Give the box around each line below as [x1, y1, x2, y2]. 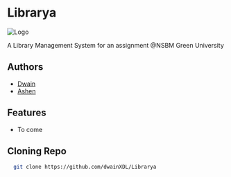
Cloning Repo [7, 145, 67, 157]
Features [7, 107, 46, 119]
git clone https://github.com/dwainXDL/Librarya [13, 164, 157, 171]
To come [17, 125, 43, 133]
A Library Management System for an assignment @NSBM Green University [7, 41, 224, 49]
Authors [7, 61, 44, 73]
